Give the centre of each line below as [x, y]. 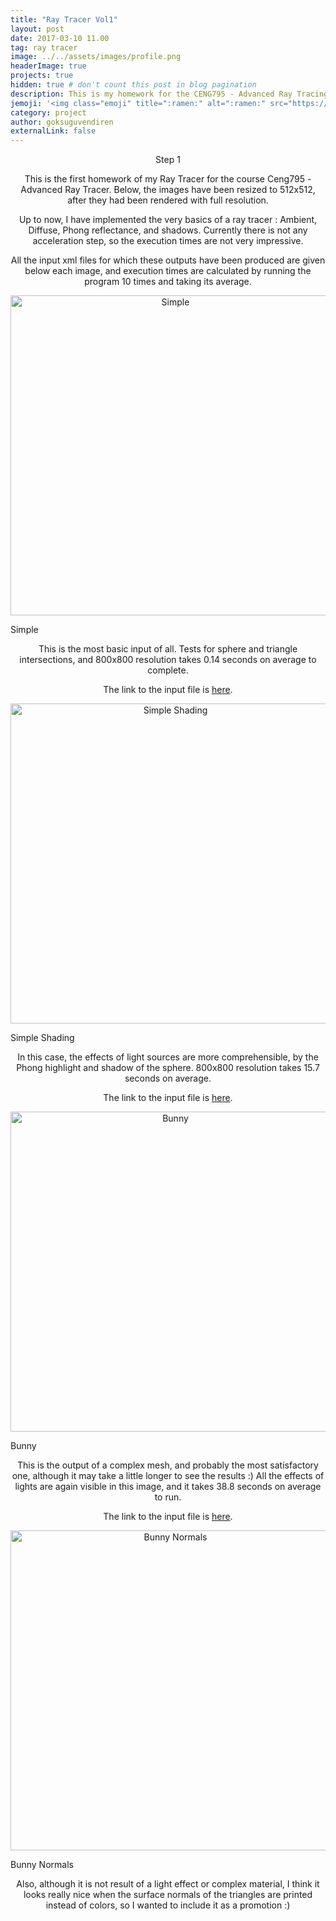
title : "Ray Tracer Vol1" [64, 19]
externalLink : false [53, 131]
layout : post [37, 29]
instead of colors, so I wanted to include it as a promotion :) [168, 1905]
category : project [48, 112]
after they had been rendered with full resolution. [168, 200]
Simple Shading [42, 1038]
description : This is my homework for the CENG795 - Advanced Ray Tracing [169, 94]
